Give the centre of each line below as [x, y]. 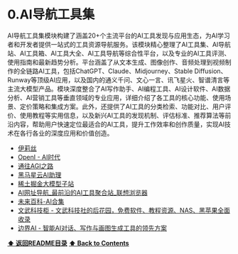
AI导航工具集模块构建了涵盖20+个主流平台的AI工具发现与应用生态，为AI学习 [119, 35]
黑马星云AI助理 [39, 175]
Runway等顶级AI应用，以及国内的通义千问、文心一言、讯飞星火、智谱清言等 [118, 79]
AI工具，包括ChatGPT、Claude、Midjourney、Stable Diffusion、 [132, 71]
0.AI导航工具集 [51, 15]
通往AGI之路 [36, 166]
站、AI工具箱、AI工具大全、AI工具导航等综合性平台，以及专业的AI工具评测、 [119, 53]
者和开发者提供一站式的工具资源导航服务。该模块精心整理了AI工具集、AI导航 [119, 44]
